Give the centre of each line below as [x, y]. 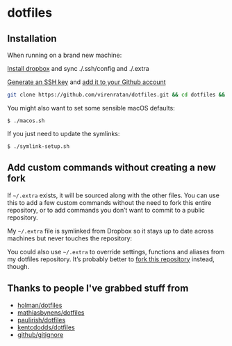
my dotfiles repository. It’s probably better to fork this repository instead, [111, 259]
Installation [32, 39]
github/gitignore [40, 334]
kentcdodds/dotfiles [46, 327]
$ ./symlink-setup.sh [39, 146]
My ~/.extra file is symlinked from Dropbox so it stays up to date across [110, 231]
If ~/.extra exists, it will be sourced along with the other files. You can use [114, 195]
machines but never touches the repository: [70, 238]
